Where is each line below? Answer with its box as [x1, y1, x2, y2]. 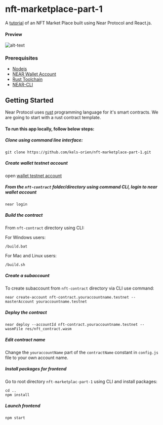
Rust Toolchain [12, 76, 43, 82]
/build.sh [5, 262, 26, 267]
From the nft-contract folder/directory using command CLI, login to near [5, 184, 158, 190]
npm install [5, 392, 30, 397]
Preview [5, 31, 22, 37]
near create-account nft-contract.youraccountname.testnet [5, 295, 129, 300]
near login [5, 202, 28, 207]
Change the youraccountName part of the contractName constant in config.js [5, 349, 159, 355]
